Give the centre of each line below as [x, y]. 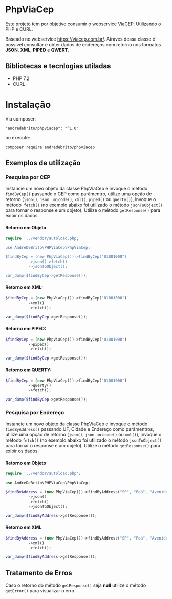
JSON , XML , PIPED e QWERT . [37, 50]
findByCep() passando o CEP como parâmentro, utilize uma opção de [79, 194]
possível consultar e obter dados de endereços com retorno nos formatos [83, 44]
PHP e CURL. [19, 29]
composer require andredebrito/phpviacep [50, 147]
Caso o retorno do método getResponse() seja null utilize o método [76, 585]
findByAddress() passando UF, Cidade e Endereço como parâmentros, [80, 429]
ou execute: [18, 137]
